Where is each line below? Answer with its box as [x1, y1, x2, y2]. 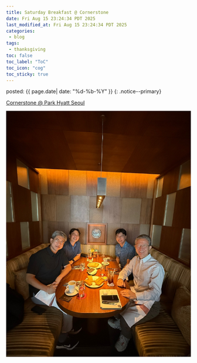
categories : [6, 28, 35, 34]
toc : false [6, 53, 33, 59]
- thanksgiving [8, 47, 46, 53]
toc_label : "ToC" [6, 59, 49, 64]
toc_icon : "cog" [6, 65, 46, 71]
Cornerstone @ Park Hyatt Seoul [6, 100, 85, 107]
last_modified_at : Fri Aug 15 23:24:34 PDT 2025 [6, 22, 127, 28]
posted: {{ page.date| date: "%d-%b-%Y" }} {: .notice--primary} [6, 88, 162, 95]
